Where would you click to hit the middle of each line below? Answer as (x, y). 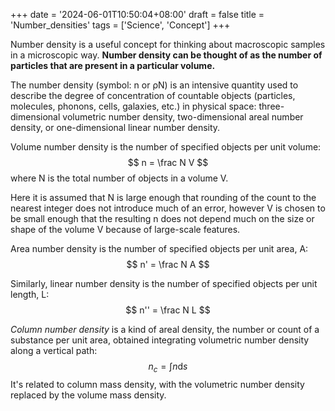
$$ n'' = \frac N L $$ (168, 310)
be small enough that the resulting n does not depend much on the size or (162, 218)
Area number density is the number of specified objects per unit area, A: (159, 248)
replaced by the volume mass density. (88, 395)
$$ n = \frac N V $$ (168, 162)
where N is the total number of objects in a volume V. (119, 178)
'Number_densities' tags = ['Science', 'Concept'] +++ (120, 25)
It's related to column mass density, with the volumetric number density (157, 384)
